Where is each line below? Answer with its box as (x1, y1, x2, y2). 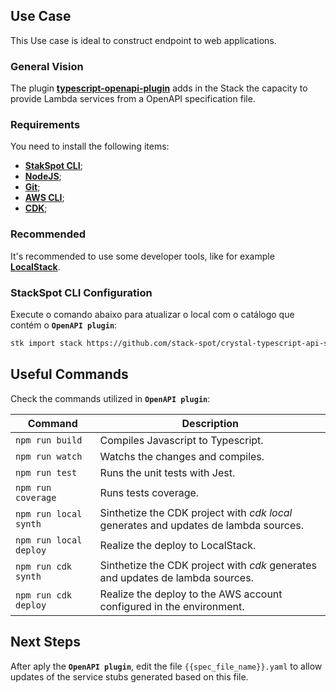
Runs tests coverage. (99, 485, 200, 499)
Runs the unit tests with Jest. (99, 465, 236, 479)
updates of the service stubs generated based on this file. (10, 670, 249, 683)
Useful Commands (10, 366, 129, 383)
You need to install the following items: (10, 140, 170, 153)
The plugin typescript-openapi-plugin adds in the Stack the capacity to (10, 82, 308, 94)
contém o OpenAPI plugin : (10, 319, 118, 331)
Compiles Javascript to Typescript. (99, 433, 264, 447)
